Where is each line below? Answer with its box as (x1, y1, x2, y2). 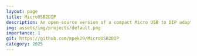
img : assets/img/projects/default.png (6, 24, 101, 31)
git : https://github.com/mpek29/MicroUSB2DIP (6, 36, 119, 41)
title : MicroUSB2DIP (6, 14, 57, 20)
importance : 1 (6, 30, 41, 36)
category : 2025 (6, 41, 43, 47)
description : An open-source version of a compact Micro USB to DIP (6, 19, 177, 25)
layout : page (6, 8, 38, 15)
